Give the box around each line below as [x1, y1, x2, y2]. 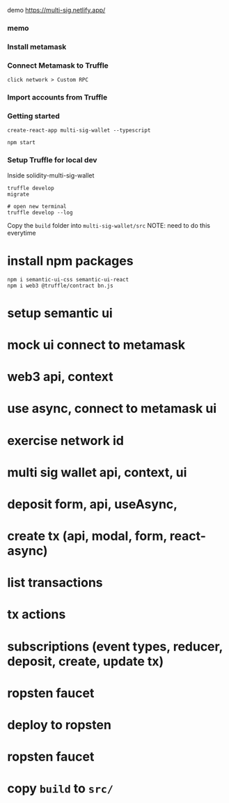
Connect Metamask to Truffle [7, 61, 109, 70]
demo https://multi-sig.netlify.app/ [7, 6, 106, 14]
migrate [7, 191, 30, 198]
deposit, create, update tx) [7, 653, 164, 669]
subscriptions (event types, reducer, [7, 639, 223, 654]
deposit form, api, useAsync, [7, 496, 178, 512]
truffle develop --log [7, 209, 73, 216]
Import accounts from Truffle [7, 93, 108, 102]
